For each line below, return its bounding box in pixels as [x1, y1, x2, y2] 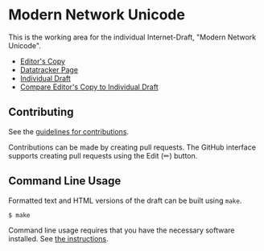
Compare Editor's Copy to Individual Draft [19, 82, 159, 92]
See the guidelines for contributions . [8, 126, 130, 136]
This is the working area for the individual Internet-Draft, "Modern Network [8, 32, 256, 42]
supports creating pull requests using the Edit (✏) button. [8, 150, 198, 160]
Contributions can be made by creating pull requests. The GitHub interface [8, 142, 256, 152]
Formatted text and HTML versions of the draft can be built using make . [8, 195, 242, 205]
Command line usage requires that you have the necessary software [8, 225, 235, 235]
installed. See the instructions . [8, 234, 109, 244]
